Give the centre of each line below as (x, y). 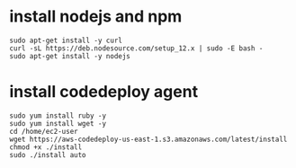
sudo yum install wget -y (58, 123)
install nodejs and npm (96, 17)
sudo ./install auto (48, 155)
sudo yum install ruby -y (58, 115)
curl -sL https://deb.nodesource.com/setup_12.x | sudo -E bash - (136, 48)
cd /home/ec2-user (44, 131)
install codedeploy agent (104, 92)
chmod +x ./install (46, 147)
